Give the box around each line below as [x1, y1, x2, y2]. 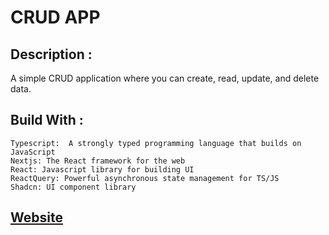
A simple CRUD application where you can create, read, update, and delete [10, 72, 320, 84]
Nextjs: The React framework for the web [10, 156, 186, 166]
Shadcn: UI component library [10, 182, 137, 192]
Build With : [10, 112, 84, 129]
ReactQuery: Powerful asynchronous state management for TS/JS [10, 173, 280, 183]
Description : [10, 46, 93, 63]
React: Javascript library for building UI [10, 164, 195, 175]
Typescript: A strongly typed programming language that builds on [10, 138, 302, 148]
